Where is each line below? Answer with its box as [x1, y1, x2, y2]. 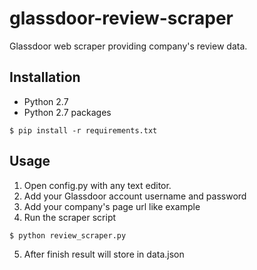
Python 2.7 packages [23, 106, 112, 118]
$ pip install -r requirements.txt [9, 125, 158, 136]
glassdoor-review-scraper [9, 7, 234, 30]
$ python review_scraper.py [9, 230, 127, 241]
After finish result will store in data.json [23, 248, 185, 260]
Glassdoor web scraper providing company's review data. [9, 40, 248, 52]
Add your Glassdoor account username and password [23, 190, 247, 202]
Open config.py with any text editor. [23, 179, 172, 191]
